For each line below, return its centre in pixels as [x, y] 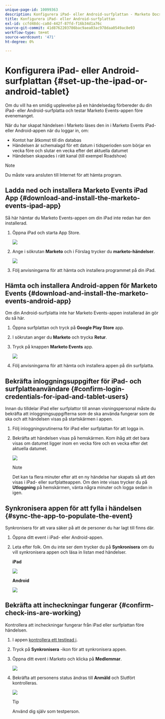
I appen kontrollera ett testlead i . [45, 640]
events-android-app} [38, 301]
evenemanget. [20, 115]
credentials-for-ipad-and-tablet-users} [67, 397]
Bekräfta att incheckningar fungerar [61, 605]
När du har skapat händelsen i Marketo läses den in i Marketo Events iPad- [81, 125]
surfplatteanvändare [37, 389]
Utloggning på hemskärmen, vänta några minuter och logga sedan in [82, 488]
